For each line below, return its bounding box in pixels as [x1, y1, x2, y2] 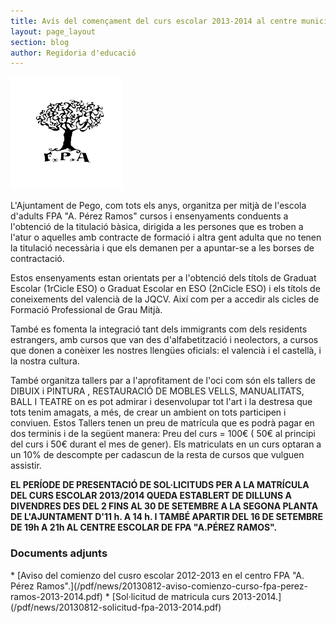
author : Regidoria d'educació [10, 48, 137, 58]
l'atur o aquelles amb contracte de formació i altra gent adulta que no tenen [10, 231, 322, 244]
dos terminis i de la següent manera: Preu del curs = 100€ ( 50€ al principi [10, 428, 317, 440]
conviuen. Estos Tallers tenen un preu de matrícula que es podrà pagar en [10, 417, 315, 429]
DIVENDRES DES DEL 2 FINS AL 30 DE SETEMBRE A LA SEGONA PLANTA [10, 500, 319, 512]
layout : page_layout [10, 26, 97, 37]
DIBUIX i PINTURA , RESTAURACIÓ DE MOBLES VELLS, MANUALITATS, [10, 385, 305, 397]
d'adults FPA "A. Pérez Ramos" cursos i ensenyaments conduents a [10, 210, 289, 222]
